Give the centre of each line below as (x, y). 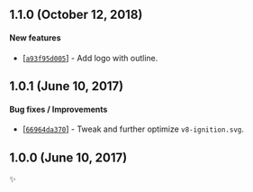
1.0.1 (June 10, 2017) (67, 86)
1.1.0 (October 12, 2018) (76, 15)
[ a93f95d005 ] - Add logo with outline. (90, 58)
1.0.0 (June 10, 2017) (68, 157)
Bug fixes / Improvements (59, 109)
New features (35, 37)
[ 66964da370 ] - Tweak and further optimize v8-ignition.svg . (133, 129)
